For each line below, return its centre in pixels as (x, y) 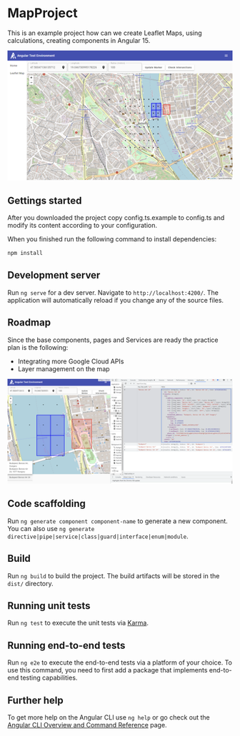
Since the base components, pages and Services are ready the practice (113, 340)
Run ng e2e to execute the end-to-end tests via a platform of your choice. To (120, 662)
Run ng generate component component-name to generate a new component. (118, 521)
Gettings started (45, 200)
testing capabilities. (49, 678)
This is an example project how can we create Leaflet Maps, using (105, 33)
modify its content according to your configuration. (82, 226)
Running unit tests (49, 606)
